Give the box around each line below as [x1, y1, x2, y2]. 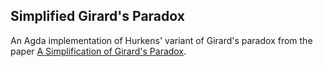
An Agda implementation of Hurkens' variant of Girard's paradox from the [10, 34, 313, 46]
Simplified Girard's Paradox [10, 8, 185, 25]
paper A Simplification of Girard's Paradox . [10, 45, 187, 57]
